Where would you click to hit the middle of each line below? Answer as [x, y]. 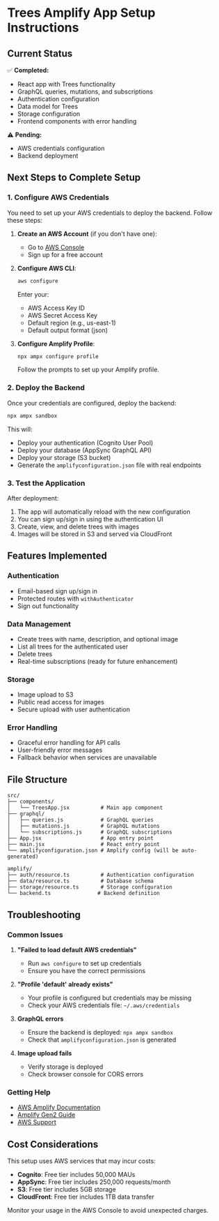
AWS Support [37, 1123]
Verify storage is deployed [65, 1067]
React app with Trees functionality [66, 84]
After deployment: [33, 498]
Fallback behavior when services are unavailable [87, 757]
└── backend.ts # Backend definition [83, 894]
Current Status [40, 53]
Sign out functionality [48, 606]
